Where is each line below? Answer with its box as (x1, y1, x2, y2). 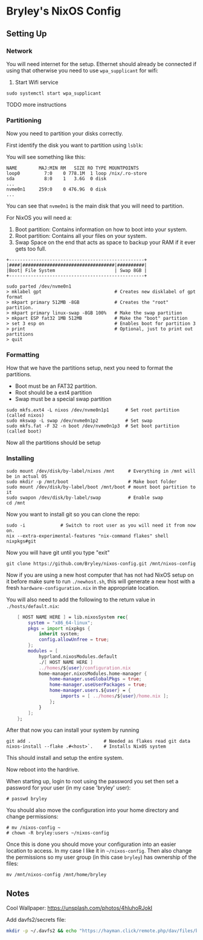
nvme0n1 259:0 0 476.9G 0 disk (6, 186, 107, 192)
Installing (6, 454, 34, 462)
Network (6, 47, 33, 55)
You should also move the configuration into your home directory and (6, 806, 179, 814)
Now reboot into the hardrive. (6, 766, 80, 773)
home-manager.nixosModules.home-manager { (38, 671, 147, 677)
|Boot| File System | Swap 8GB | (6, 268, 147, 274)
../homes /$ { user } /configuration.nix (38, 664, 131, 671)
